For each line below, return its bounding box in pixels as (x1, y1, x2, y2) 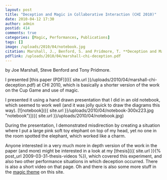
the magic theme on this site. (5, 169, 65, 175)
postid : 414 (5, 26, 30, 31)
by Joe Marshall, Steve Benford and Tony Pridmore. (5, 67, 111, 73)
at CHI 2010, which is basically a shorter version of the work (36, 82, 160, 88)
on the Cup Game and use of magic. (5, 88, 80, 93)
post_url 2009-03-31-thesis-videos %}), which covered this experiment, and (5, 153, 162, 159)
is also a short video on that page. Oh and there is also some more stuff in (5, 164, 157, 170)
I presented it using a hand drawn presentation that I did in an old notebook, (5, 97, 161, 103)
